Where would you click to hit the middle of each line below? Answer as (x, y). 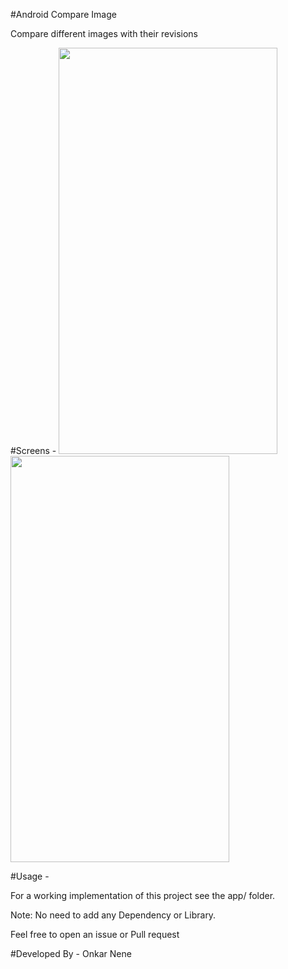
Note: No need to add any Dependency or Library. (113, 915)
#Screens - (33, 450)
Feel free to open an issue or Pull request (95, 934)
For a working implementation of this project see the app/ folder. (143, 895)
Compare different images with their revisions (104, 33)
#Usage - (30, 876)
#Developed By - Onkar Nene (71, 953)
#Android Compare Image (63, 14)
